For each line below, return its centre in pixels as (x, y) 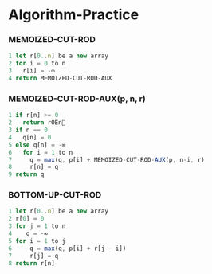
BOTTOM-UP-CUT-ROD (55, 195)
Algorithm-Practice (74, 15)
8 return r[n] (32, 263)
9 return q (26, 174)
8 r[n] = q (33, 167)
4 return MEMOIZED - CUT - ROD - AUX (60, 78)
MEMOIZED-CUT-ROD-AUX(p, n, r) (77, 99)
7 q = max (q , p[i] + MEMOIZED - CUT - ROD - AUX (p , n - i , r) (106, 160)
